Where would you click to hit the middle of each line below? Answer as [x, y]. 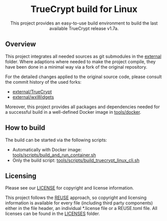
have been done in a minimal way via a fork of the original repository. [76, 67]
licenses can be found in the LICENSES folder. [52, 213]
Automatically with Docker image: [47, 149]
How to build [25, 128]
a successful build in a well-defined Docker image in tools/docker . [73, 112]
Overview [21, 44]
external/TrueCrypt [32, 92]
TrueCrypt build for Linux [84, 9]
